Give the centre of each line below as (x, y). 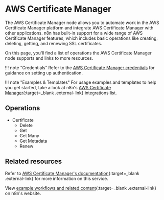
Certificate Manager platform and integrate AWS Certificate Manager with (79, 27)
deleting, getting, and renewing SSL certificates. (54, 43)
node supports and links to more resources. (49, 58)
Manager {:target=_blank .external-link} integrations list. (61, 93)
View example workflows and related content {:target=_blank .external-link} (81, 188)
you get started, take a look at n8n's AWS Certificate (58, 87)
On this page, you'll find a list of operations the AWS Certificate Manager (78, 53)
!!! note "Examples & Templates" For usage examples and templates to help (81, 82)
